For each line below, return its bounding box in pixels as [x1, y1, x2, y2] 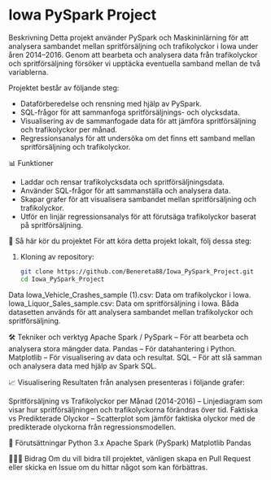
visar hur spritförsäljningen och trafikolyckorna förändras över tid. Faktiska [8, 404, 259, 414]
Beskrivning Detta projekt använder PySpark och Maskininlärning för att [8, 33, 249, 42]
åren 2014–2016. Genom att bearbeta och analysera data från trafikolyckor [8, 50, 258, 59]
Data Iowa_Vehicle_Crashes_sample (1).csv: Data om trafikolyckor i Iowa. [8, 290, 251, 299]
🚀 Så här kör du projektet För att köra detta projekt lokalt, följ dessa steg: [8, 236, 252, 246]
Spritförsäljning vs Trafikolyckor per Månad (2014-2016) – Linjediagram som [8, 396, 263, 406]
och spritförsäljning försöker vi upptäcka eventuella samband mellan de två [8, 59, 260, 68]
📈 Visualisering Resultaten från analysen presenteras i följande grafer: [8, 377, 246, 387]
